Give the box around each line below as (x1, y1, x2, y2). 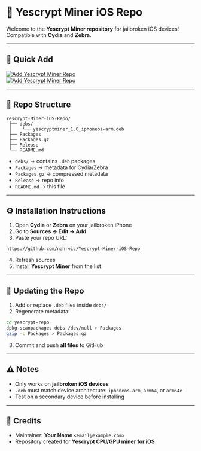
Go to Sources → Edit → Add (14, 228, 87, 235)
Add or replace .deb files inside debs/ (14, 301, 107, 309)
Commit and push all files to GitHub (14, 341, 103, 349)
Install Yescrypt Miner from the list (14, 263, 102, 270)
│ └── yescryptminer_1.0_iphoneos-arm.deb (8, 126, 124, 132)
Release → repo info (14, 176, 65, 184)
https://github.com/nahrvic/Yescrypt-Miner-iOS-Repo (6, 246, 141, 252)
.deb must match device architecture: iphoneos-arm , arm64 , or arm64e (14, 386, 182, 394)
